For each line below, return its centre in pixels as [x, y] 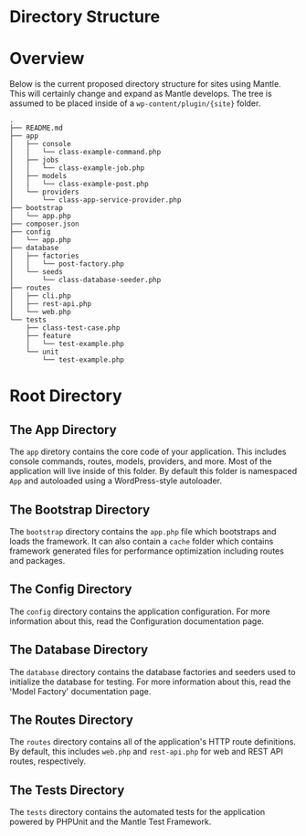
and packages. [37, 560]
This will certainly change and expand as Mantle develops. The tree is [141, 94]
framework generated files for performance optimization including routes [147, 551]
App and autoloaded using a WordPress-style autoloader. [116, 481]
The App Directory [63, 430]
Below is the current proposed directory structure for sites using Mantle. [145, 84]
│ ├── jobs [34, 160]
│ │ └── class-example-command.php [85, 153]
